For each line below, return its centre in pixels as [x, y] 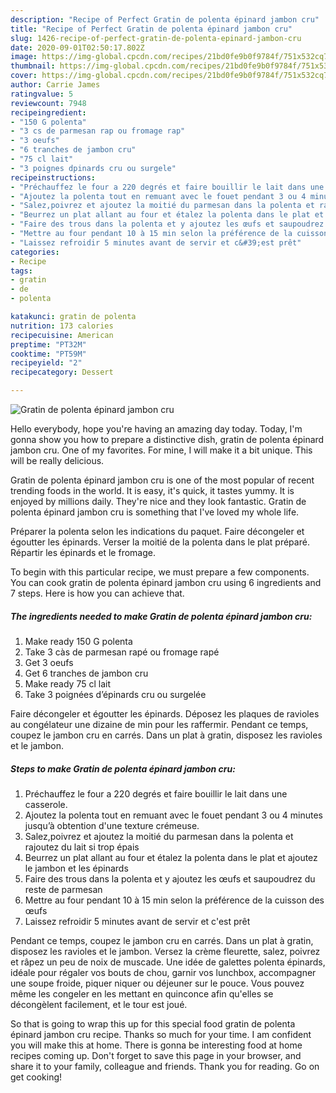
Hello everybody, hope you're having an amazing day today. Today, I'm [156, 429]
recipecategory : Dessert [62, 372]
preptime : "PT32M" [48, 344]
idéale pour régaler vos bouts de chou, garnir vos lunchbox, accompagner [163, 972]
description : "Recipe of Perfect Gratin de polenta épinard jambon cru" [165, 19]
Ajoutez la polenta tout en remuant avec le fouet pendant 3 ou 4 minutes [173, 815]
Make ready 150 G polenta [78, 641]
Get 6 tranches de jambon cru [86, 673]
